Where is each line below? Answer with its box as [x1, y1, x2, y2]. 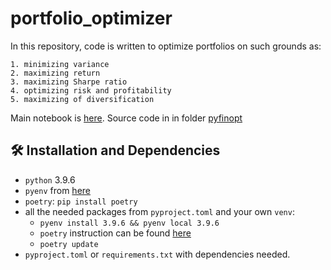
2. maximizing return [10, 68, 101, 78]
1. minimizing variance [10, 59, 110, 69]
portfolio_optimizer [10, 7, 173, 30]
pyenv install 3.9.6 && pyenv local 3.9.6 [39, 218, 220, 228]
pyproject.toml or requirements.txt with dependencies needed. [24, 248, 291, 260]
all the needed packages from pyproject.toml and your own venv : [24, 205, 295, 217]
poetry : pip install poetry [24, 195, 138, 207]
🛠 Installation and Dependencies [10, 142, 221, 159]
